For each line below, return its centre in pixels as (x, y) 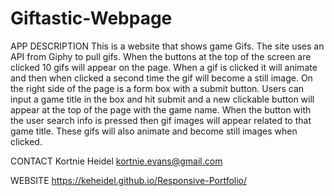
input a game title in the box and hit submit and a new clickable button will (162, 99)
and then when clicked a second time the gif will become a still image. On (161, 78)
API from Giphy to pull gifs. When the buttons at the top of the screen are (161, 56)
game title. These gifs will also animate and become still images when (154, 131)
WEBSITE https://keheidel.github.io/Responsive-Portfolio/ (129, 180)
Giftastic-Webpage (91, 18)
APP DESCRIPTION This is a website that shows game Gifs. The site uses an (167, 46)
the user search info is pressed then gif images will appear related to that (161, 120)
